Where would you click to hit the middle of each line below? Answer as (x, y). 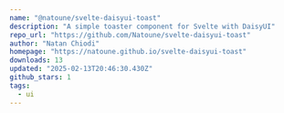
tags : (20, 86)
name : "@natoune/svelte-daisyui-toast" (85, 18)
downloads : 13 (37, 60)
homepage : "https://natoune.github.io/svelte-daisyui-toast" (128, 52)
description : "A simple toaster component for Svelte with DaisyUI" (142, 26)
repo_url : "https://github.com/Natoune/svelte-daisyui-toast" (130, 35)
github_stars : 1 (40, 77)
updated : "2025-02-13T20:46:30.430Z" (81, 69)
